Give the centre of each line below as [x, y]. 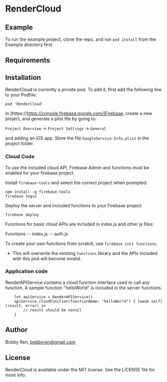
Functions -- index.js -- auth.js [37, 233]
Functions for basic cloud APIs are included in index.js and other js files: [79, 224]
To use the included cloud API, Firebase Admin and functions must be [77, 167]
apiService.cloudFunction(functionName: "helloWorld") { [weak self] [89, 301]
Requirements [28, 60]
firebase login [21, 196]
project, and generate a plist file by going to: [51, 119]
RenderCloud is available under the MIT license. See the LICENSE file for [80, 370]
